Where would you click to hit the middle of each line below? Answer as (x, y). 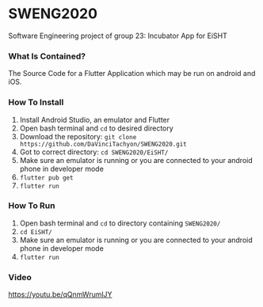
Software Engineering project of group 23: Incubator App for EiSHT (118, 36)
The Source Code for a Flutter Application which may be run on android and (132, 74)
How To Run (32, 206)
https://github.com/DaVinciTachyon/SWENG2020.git (103, 144)
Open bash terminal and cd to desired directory (97, 128)
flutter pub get (46, 178)
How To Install (36, 102)
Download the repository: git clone (78, 136)
